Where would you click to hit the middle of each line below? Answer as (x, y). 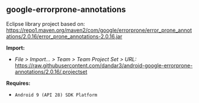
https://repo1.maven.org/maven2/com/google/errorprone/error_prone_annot (99, 30)
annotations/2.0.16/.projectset (51, 72)
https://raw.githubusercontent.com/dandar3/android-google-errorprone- (104, 65)
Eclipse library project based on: (46, 24)
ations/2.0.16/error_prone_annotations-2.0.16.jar (64, 36)
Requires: (18, 83)
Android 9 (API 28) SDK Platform (56, 95)
